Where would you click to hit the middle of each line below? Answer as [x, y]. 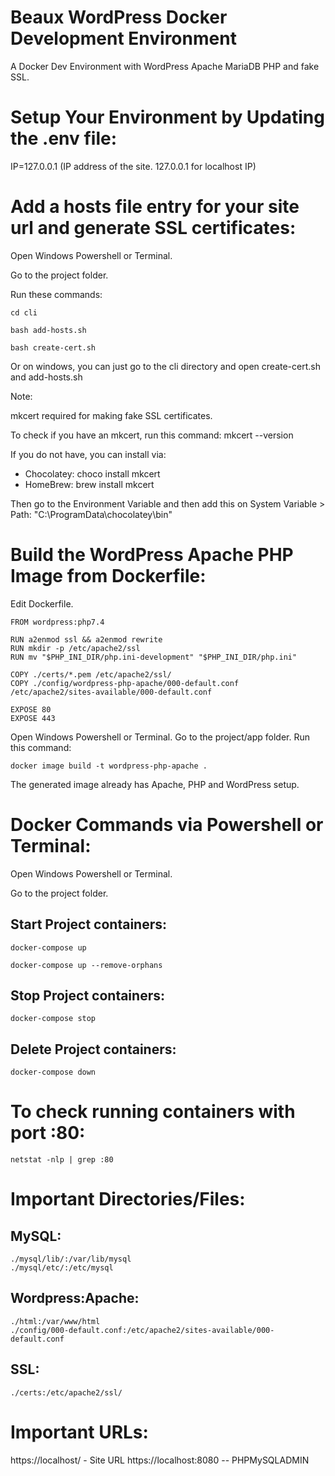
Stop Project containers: [87, 995]
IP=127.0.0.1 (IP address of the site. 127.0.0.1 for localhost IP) [133, 166]
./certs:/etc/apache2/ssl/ [66, 1392]
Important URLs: [79, 1432]
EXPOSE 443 [33, 718]
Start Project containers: [89, 924]
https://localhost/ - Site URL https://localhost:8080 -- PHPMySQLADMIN [160, 1460]
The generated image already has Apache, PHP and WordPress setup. [155, 784]
